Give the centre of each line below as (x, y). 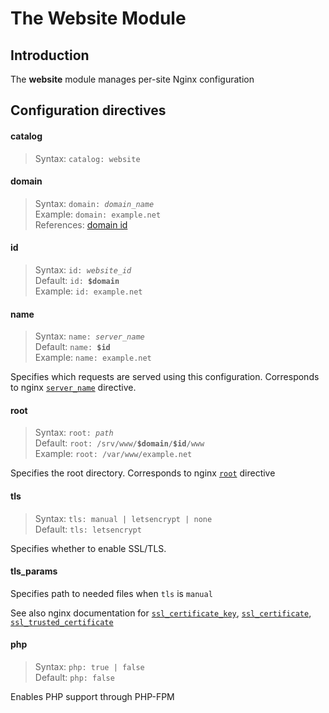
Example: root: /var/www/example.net (113, 454)
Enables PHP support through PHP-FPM (92, 697)
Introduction (50, 55)
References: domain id (81, 224)
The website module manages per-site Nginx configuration (132, 79)
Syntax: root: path (74, 433)
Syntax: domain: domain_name (94, 203)
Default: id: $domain (77, 280)
